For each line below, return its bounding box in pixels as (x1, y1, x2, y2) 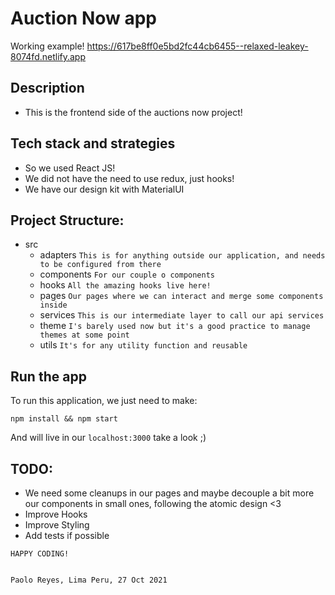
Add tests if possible (24, 530, 110, 541)
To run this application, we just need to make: (10, 395, 198, 407)
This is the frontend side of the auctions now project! (24, 106, 243, 118)
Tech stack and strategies (10, 135, 176, 152)
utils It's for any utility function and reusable (39, 339, 248, 351)
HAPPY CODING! (10, 549, 70, 559)
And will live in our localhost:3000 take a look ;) (10, 432, 207, 444)
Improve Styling (24, 519, 90, 531)
